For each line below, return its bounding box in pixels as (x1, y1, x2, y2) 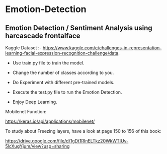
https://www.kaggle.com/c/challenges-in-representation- (42, 45, 162, 51)
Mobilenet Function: (5, 109, 47, 114)
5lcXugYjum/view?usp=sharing (5, 143, 70, 149)
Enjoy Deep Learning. (12, 99, 57, 105)
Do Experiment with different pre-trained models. (12, 80, 115, 85)
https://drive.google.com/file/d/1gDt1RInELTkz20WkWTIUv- (5, 138, 129, 144)
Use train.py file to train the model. (12, 60, 85, 66)
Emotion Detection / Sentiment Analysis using (5, 24, 152, 32)
